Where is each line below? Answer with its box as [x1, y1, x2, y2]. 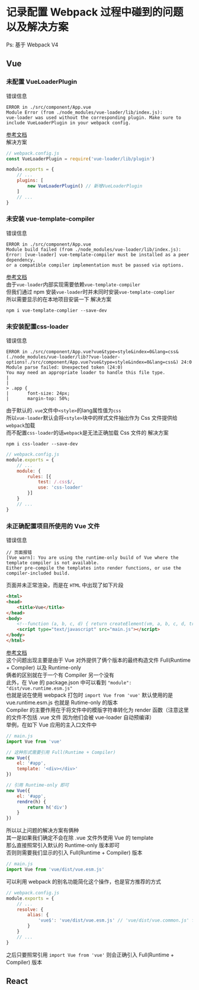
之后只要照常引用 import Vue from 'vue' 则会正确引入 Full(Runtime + [6, 951, 175, 958]
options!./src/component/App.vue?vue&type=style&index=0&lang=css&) [6, 359, 179, 366]
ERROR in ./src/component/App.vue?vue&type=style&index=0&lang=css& [6, 349, 179, 355]
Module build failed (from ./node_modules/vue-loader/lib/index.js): [6, 246, 182, 253]
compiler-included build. [6, 570, 70, 577]
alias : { [27, 912, 49, 918]
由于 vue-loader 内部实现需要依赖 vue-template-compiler [6, 281, 140, 288]
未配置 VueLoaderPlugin [6, 78, 78, 86]
